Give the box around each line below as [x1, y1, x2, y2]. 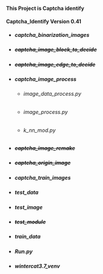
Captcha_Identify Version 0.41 [6, 18, 82, 25]
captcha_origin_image [14, 159, 71, 167]
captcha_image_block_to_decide [14, 46, 97, 53]
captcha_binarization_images [14, 31, 90, 38]
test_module [14, 218, 46, 225]
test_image [14, 203, 43, 210]
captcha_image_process [14, 75, 77, 82]
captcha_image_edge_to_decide [14, 61, 95, 68]
